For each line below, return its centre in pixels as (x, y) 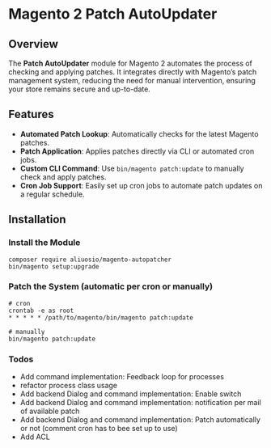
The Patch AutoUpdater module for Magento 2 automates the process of (131, 63)
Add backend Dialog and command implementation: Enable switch (131, 394)
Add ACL (35, 437)
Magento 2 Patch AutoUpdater (113, 14)
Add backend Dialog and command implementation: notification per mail (140, 403)
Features (31, 114)
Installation (37, 220)
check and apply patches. (63, 177)
